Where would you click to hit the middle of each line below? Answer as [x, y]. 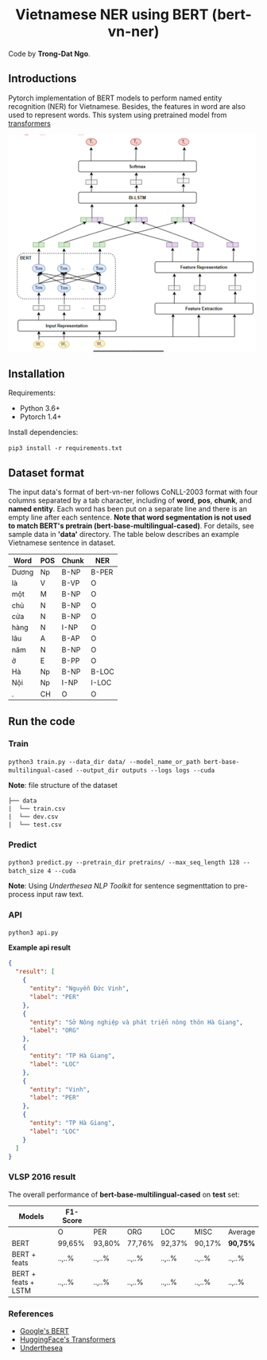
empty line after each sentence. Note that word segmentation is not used [130, 517]
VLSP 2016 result [42, 1177]
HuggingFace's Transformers [68, 1339]
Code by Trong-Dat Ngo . [49, 53]
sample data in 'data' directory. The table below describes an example [124, 535]
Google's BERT [44, 1331]
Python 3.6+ [40, 409]
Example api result [40, 948]
